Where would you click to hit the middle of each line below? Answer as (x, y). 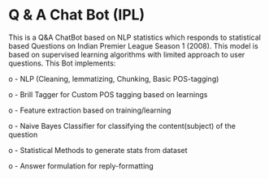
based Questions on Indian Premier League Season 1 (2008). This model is (133, 45)
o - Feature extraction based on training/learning (90, 110)
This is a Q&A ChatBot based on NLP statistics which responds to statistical (135, 37)
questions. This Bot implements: (62, 63)
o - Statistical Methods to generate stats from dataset (98, 150)
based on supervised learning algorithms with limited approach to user (127, 54)
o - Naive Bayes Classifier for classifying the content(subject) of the (122, 126)
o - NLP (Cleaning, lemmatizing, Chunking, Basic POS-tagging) (114, 79)
